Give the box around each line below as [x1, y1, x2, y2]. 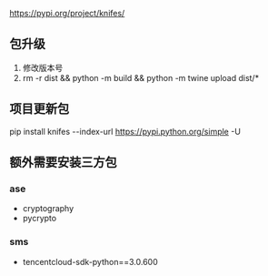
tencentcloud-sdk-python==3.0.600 [22, 256, 159, 267]
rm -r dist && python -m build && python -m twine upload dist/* [22, 72, 260, 83]
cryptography [22, 203, 74, 214]
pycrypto [22, 213, 57, 224]
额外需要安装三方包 [9, 155, 117, 170]
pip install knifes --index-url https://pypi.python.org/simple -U [9, 126, 241, 137]
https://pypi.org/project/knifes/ [9, 8, 125, 18]
